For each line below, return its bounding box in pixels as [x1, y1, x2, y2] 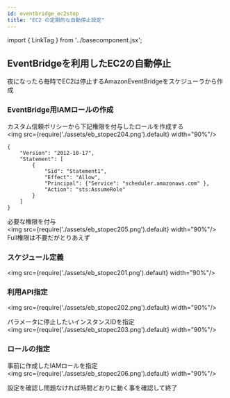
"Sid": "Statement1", [44, 167, 108, 174]
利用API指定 [7, 287, 48, 297]
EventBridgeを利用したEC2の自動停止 [7, 57, 172, 69]
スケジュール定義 [7, 252, 64, 262]
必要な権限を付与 [7, 217, 56, 226]
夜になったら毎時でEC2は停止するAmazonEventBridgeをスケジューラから [7, 77, 217, 85]
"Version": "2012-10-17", [19, 149, 95, 156]
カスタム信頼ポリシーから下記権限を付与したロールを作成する [7, 122, 184, 131]
